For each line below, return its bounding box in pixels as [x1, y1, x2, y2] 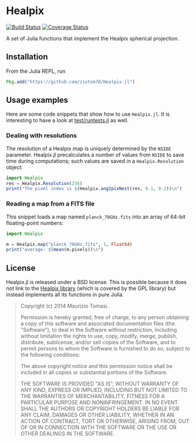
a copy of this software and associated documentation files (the [20, 320, 175, 327]
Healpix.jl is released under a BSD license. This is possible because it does [6, 279, 187, 286]
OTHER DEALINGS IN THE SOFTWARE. [20, 430, 115, 437]
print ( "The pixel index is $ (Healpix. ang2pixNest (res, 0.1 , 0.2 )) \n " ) [6, 186, 183, 192]
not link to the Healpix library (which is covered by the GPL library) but [6, 285, 176, 292]
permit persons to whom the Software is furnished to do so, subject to [20, 345, 191, 352]
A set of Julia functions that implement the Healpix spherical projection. [6, 35, 180, 42]
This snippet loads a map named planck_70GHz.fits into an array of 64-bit [6, 213, 186, 220]
